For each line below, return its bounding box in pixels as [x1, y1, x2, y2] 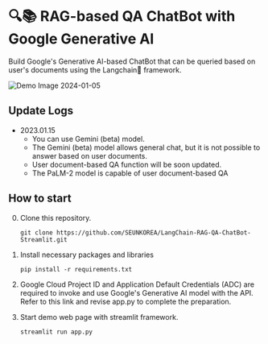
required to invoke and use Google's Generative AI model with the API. [19, 288, 254, 297]
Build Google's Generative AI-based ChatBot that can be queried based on [8, 56, 256, 66]
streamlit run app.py [19, 328, 93, 336]
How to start [8, 192, 72, 205]
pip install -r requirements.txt [19, 265, 133, 273]
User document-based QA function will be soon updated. [31, 160, 222, 169]
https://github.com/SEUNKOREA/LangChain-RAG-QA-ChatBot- [56, 228, 251, 237]
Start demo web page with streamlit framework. [19, 312, 179, 321]
